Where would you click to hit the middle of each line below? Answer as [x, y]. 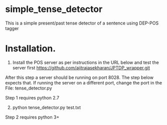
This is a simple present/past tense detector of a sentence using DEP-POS [82, 23]
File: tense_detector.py [29, 88]
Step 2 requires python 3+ [32, 117]
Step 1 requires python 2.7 [32, 97]
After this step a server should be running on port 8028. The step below [79, 77]
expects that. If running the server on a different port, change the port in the [83, 82]
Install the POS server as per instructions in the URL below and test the [86, 62]
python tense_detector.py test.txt [47, 107]
